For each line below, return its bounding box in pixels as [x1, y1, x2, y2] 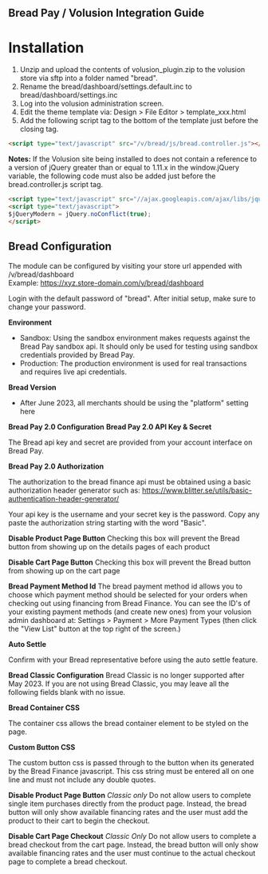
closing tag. [19, 124, 59, 134]
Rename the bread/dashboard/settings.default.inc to [19, 82, 193, 91]
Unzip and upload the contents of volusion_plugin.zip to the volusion [19, 65, 246, 74]
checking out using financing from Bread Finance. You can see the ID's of [8, 598, 251, 608]
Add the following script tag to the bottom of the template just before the [19, 116, 259, 126]
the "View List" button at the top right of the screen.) [8, 624, 181, 633]
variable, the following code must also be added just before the [8, 171, 216, 181]
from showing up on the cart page [8, 565, 120, 575]
